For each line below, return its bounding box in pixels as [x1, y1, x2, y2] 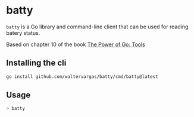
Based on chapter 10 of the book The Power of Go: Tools [6, 41, 145, 48]
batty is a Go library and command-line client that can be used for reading [6, 23, 189, 30]
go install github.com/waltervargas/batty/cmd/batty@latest [6, 73, 159, 80]
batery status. [6, 29, 40, 36]
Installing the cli [6, 58, 67, 68]
